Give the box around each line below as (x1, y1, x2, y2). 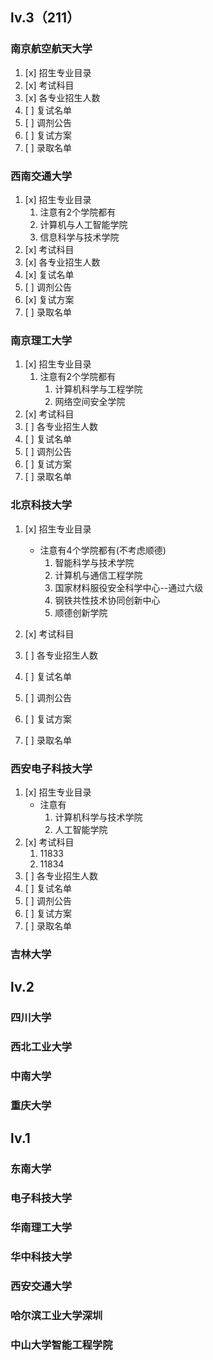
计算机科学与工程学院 (54, 383, 143, 395)
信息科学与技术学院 (39, 231, 120, 243)
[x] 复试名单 (24, 268, 75, 280)
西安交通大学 (10, 1279, 73, 1293)
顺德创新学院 (54, 606, 108, 618)
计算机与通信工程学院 (54, 569, 143, 581)
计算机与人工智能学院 (39, 218, 128, 230)
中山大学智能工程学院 (10, 1338, 113, 1352)
